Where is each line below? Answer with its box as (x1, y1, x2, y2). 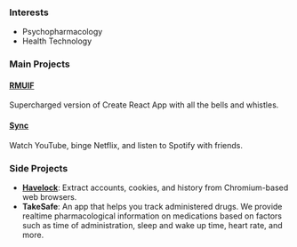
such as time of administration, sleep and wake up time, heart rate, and (21, 219, 283, 230)
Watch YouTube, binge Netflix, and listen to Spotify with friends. (9, 139, 243, 150)
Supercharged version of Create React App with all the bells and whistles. (9, 100, 279, 110)
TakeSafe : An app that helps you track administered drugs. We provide (21, 201, 283, 211)
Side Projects (9, 162, 68, 174)
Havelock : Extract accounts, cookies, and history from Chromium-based (21, 182, 289, 193)
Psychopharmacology (21, 27, 103, 37)
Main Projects (9, 58, 70, 70)
